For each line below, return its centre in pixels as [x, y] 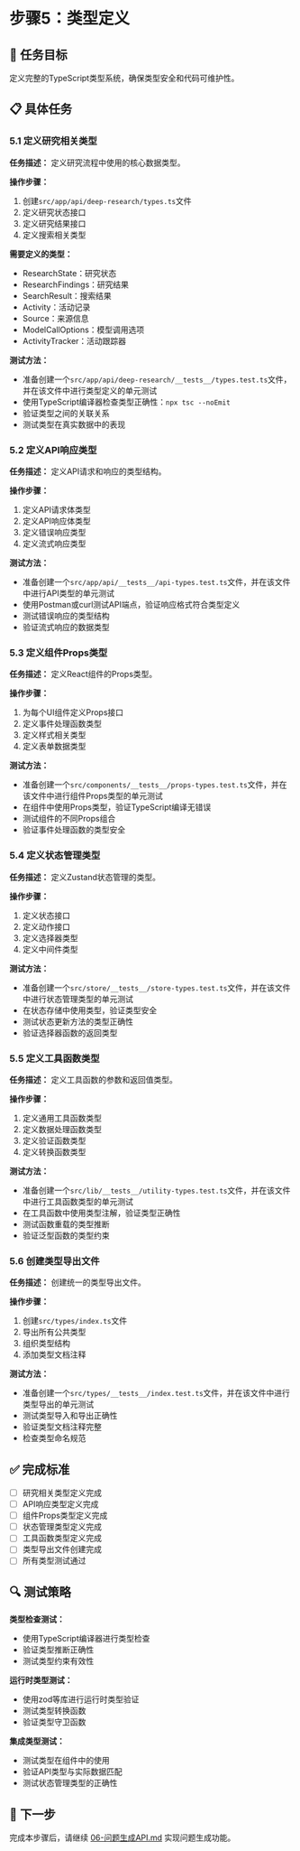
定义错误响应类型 [54, 532]
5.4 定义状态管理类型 [55, 856]
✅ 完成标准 [40, 1470]
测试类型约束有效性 [58, 1661]
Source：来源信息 [55, 318]
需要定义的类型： [41, 254]
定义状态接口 [46, 915]
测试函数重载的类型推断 [66, 1223]
